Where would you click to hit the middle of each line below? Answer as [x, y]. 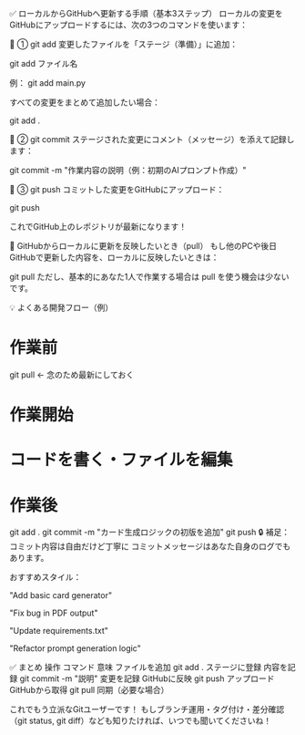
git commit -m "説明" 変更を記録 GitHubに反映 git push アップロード [147, 678]
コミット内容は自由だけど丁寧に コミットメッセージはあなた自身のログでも [150, 546]
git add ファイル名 [44, 63]
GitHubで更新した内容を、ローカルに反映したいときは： [114, 257]
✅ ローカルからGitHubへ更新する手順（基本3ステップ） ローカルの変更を [147, 13]
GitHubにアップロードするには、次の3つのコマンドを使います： [129, 25]
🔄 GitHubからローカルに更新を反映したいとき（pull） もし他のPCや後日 [143, 246]
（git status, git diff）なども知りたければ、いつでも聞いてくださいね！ [141, 721]
